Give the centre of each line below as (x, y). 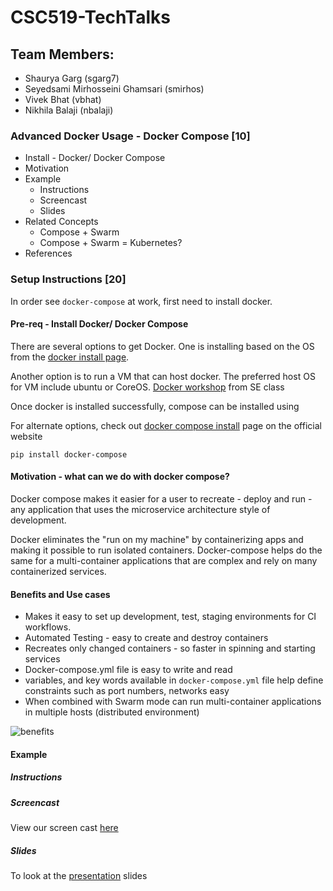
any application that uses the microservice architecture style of (140, 509)
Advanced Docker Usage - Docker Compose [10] (130, 136)
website (26, 436)
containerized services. (58, 571)
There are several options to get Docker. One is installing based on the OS (162, 346)
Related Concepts (61, 222)
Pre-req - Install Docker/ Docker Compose (99, 324)
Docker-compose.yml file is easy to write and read (128, 670)
